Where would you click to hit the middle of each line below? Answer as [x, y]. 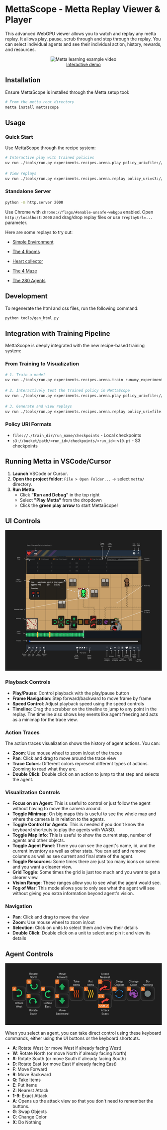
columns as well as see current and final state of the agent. [73, 856]
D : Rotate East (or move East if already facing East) [64, 1064]
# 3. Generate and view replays [39, 406]
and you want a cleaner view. [42, 867]
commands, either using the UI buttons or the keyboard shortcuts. [73, 1038]
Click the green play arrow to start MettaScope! [69, 505]
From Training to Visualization [42, 364]
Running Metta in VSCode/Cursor [58, 462]
